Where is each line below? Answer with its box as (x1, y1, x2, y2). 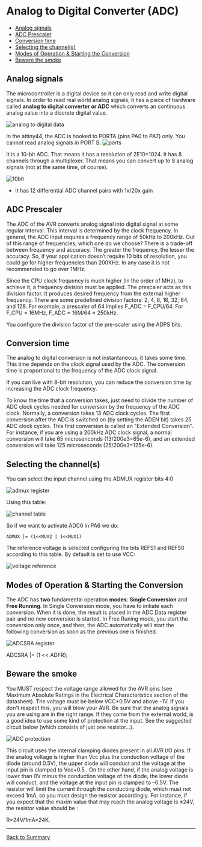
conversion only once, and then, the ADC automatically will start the (6, 622, 174, 628)
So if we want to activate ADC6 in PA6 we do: (6, 522, 119, 529)
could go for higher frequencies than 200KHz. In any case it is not (6, 258, 170, 266)
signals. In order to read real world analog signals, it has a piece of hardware (6, 96, 196, 103)
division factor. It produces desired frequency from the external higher (6, 290, 180, 297)
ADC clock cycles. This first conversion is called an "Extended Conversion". (6, 423, 194, 430)
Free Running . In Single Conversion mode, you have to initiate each (6, 602, 173, 609)
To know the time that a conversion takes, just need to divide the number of (6, 397, 194, 404)
